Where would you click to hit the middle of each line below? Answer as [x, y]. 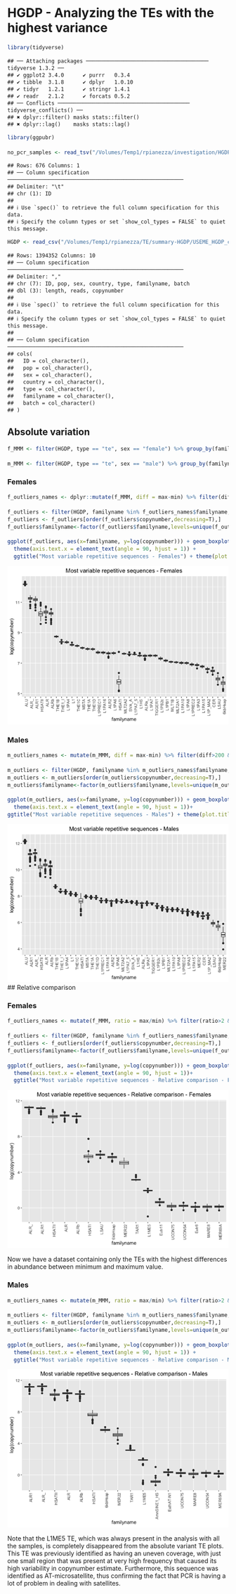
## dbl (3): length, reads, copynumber [66, 291]
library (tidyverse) [36, 47]
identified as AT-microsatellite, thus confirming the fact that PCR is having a [117, 1576]
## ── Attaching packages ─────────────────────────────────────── [108, 61]
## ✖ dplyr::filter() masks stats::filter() [73, 117]
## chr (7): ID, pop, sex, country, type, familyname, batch [99, 284]
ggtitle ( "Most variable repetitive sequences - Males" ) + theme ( [105, 815]
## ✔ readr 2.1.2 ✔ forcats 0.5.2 [69, 96]
